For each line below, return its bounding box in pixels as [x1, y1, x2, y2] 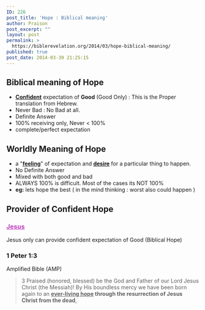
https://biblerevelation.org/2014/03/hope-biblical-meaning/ [12, 43, 171, 50]
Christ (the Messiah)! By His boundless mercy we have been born [21, 284, 187, 291]
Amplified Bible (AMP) [6, 265, 62, 273]
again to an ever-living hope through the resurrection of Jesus [21, 290, 183, 298]
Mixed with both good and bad [15, 173, 93, 181]
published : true [6, 49, 48, 55]
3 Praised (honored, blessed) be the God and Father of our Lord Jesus [21, 277, 199, 285]
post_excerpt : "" [6, 26, 51, 32]
